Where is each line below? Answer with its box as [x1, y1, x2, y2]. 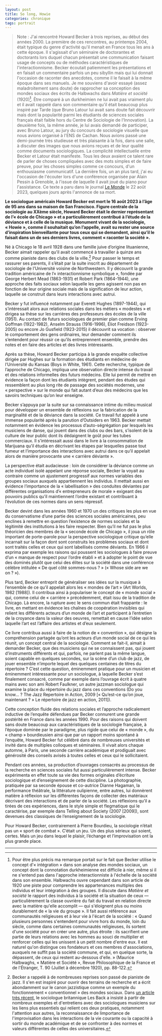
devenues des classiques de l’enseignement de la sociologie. [5, 813, 126, 819]
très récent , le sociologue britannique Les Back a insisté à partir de [12, 994, 145, 1001]
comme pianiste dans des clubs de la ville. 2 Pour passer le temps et [5, 254, 140, 261]
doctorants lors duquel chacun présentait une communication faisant [16, 54, 154, 61]
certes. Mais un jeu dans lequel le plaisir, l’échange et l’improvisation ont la [5, 833, 153, 839]
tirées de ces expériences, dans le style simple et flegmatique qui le [5, 803, 140, 809]
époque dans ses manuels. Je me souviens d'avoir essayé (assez [16, 80, 147, 86]
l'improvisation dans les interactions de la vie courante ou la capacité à [12, 1015, 153, 1021]
